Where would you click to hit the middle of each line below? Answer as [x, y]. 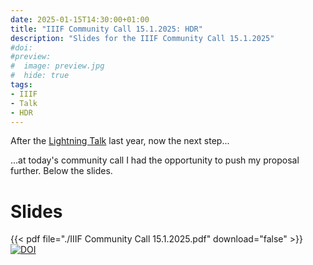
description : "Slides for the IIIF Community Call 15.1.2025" [142, 38]
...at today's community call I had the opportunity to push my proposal [155, 160]
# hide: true [40, 76]
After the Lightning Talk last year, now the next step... [120, 141]
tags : [21, 85]
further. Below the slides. [61, 171]
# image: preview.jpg [57, 66]
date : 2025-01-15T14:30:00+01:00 [80, 19]
